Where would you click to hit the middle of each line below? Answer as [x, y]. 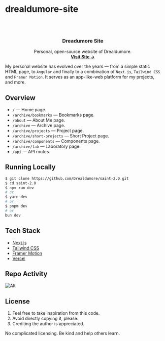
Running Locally [30, 167]
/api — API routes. [31, 152]
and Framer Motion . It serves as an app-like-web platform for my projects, [80, 77]
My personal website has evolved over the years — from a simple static [78, 66]
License [17, 301]
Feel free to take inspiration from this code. [56, 313]
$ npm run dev [20, 188]
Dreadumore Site [83, 41]
